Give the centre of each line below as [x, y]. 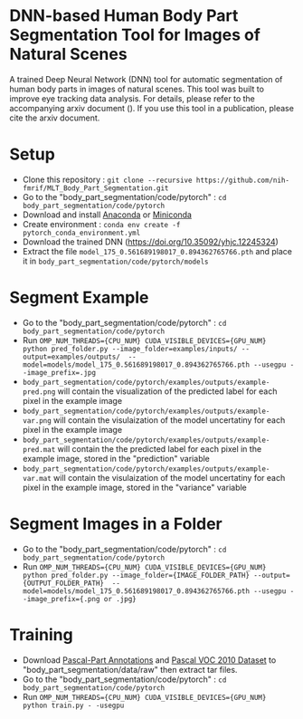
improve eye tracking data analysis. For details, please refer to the [133, 98]
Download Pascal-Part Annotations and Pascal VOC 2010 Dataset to [149, 660]
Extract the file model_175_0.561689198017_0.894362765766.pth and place [157, 251]
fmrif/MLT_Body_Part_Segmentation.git [95, 188]
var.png [37, 421]
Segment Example [79, 297]
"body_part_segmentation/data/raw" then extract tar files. [130, 669]
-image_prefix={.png [61, 599]
